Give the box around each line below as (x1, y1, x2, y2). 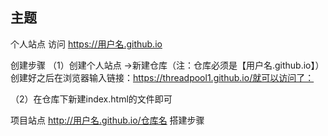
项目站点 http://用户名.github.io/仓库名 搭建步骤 (10, 114, 205, 126)
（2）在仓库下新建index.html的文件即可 (10, 93, 173, 105)
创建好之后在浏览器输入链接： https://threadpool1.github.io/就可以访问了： (10, 71, 315, 83)
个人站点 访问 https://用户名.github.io (10, 38, 163, 50)
